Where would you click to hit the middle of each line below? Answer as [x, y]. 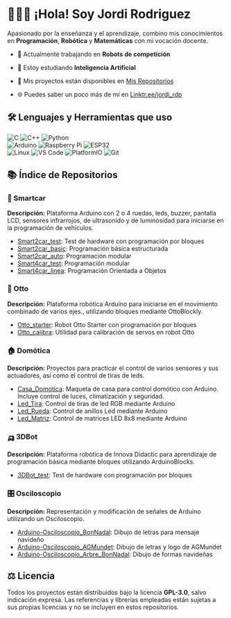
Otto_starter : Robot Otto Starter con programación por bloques [107, 324]
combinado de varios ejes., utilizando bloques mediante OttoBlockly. [105, 311]
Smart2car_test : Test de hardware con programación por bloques [111, 241]
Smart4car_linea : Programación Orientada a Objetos [92, 271]
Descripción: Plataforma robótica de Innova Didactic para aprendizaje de [112, 454]
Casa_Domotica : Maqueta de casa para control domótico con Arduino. [118, 389]
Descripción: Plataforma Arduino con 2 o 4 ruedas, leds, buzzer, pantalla [112, 213]
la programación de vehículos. [50, 228]
